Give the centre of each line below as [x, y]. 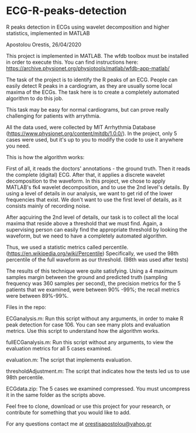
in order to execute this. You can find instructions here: [72, 62]
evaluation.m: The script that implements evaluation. [69, 360]
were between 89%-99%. [37, 295]
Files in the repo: [26, 307]
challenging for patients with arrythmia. [54, 116]
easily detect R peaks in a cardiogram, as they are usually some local [89, 85]
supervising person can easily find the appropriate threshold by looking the [97, 229]
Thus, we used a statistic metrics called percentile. [67, 247]
